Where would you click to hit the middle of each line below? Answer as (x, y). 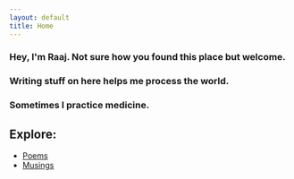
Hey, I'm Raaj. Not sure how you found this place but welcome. (147, 57)
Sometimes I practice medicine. (80, 106)
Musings (38, 166)
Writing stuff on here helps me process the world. (119, 81)
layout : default (39, 17)
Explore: (33, 134)
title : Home (31, 26)
